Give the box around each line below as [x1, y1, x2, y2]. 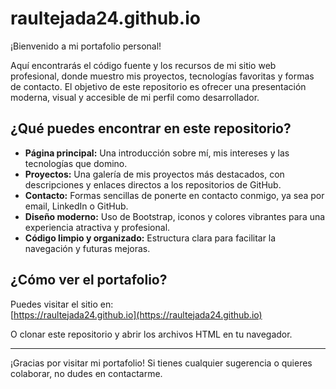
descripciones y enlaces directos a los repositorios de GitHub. [24, 178, 282, 191]
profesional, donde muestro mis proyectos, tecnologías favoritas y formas [10, 70, 315, 82]
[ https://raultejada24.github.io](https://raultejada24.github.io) [10, 308, 263, 321]
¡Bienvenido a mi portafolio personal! [10, 40, 162, 52]
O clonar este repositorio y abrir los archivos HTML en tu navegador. [10, 328, 293, 340]
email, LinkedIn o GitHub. [24, 200, 129, 212]
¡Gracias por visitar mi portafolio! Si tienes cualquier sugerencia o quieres [10, 357, 313, 369]
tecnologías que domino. [24, 157, 128, 169]
